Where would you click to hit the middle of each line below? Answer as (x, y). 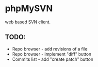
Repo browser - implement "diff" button (52, 54)
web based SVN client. (28, 22)
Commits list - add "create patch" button (53, 59)
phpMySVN (29, 8)
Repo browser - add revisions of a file (50, 49)
